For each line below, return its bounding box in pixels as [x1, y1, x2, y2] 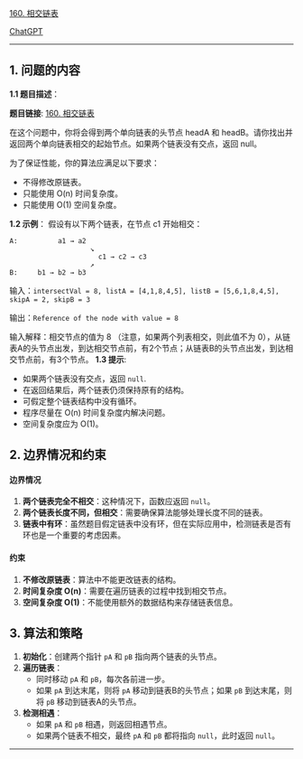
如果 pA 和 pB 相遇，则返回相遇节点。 [35, 719, 172, 730]
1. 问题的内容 [9, 62, 81, 79]
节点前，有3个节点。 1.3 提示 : [16, 353, 127, 364]
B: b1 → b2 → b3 [9, 267, 87, 277]
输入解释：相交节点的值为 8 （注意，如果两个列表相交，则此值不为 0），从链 [9, 331, 291, 342]
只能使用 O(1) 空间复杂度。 [22, 199, 122, 210]
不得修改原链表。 [22, 176, 87, 187]
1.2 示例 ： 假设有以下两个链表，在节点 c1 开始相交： [9, 218, 203, 229]
